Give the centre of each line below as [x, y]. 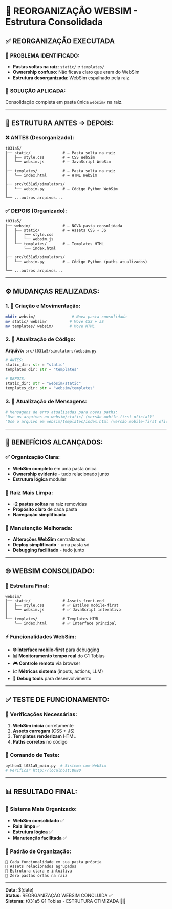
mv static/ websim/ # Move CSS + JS [55, 321]
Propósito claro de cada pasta [45, 509]
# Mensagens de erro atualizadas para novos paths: [61, 412]
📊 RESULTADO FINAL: [41, 792]
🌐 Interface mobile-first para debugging [56, 650]
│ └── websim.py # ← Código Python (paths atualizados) [76, 262]
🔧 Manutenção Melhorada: [39, 528]
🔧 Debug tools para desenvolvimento [52, 679]
